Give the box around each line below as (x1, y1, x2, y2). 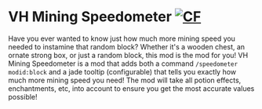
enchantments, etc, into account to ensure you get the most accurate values (8, 83, 255, 93)
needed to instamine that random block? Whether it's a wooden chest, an (8, 42, 246, 51)
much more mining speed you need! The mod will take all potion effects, (8, 75, 242, 85)
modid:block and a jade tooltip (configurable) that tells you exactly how (8, 67, 237, 76)
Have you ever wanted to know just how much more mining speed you (8, 34, 235, 43)
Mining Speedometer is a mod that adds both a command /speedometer (8, 59, 238, 68)
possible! (8, 92, 38, 101)
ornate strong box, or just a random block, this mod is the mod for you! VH (8, 50, 249, 60)
